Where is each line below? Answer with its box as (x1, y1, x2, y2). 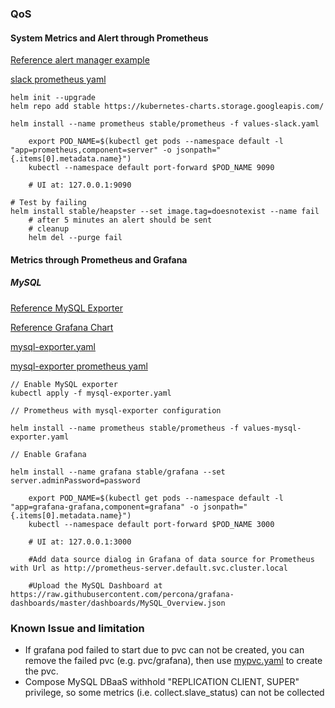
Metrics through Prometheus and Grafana (10, 253, 188, 266)
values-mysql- (243, 423, 302, 433)
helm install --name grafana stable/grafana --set (10, 467, 226, 477)
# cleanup (28, 224, 70, 234)
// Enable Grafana (10, 449, 87, 459)
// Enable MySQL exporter (10, 379, 118, 389)
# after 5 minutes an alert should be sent (28, 215, 213, 226)
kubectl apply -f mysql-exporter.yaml (10, 388, 172, 398)
